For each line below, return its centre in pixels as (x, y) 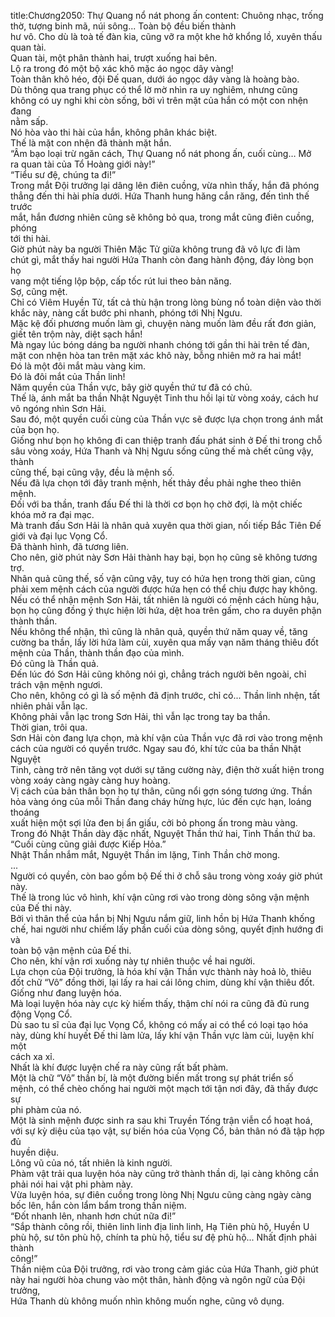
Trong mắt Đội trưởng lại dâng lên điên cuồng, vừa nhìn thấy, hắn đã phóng (165, 185)
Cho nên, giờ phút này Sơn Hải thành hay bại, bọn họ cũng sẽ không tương (164, 557)
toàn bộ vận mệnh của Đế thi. (71, 950)
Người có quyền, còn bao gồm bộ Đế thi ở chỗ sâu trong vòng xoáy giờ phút (166, 876)
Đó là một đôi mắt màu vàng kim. (78, 366)
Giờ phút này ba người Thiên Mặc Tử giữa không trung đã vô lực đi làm (155, 249)
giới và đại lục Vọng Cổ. (59, 536)
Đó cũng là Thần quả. (55, 663)
